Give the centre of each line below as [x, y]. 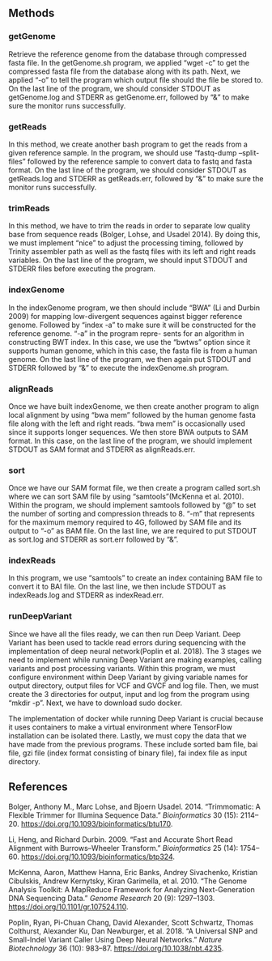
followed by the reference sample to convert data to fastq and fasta [140, 161]
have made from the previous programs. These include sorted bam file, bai [133, 744]
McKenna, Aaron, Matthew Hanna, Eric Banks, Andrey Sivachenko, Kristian [133, 872]
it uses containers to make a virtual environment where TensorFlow [120, 727]
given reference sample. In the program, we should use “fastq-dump [123, 152]
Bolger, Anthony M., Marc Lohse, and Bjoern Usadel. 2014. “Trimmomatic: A [135, 806]
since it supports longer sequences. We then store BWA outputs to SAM [128, 432]
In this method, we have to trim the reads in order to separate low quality [130, 226]
